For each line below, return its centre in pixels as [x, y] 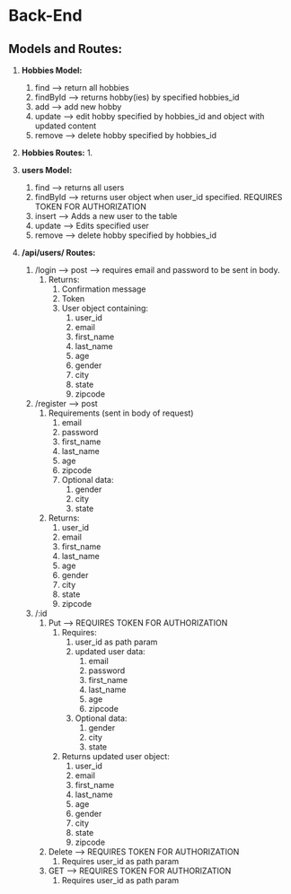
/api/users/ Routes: [58, 253]
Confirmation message [104, 289]
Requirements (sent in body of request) [121, 413]
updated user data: [110, 651]
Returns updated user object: [115, 756]
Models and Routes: [66, 49]
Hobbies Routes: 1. [57, 153]
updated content [66, 126]
